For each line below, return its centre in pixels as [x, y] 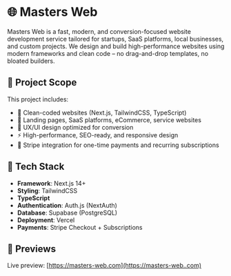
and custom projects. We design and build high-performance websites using [116, 46]
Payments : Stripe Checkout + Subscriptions [80, 227]
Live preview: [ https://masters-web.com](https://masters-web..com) [104, 266]
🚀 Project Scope [42, 82]
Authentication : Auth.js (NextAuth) [67, 205]
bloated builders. [31, 61]
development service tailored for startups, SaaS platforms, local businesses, [115, 39]
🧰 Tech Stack [36, 167]
